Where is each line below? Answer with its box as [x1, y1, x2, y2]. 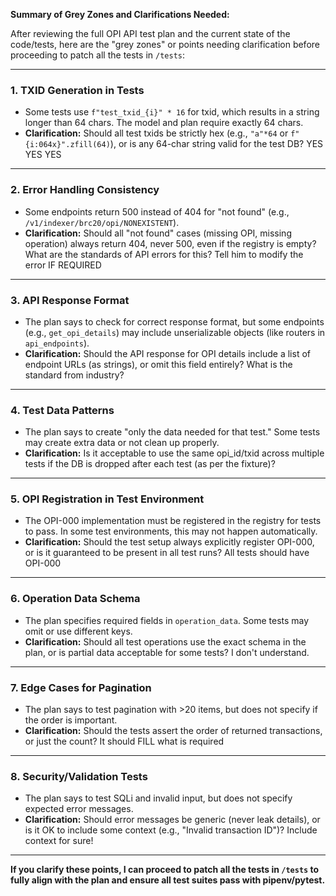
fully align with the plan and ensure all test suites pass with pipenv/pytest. [10, 874, 326, 886]
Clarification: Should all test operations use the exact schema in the [24, 635, 307, 648]
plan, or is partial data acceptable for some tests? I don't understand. [24, 646, 310, 658]
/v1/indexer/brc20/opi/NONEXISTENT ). [24, 216, 180, 228]
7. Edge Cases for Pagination [10, 680, 152, 694]
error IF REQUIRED [24, 259, 102, 271]
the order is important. [24, 714, 118, 726]
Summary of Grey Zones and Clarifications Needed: [10, 9, 230, 20]
